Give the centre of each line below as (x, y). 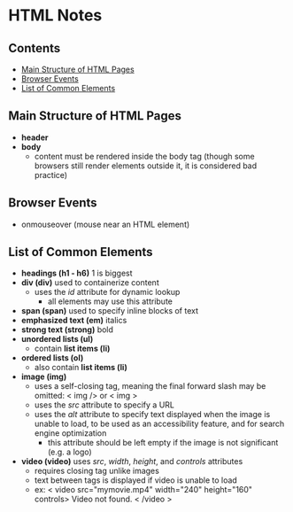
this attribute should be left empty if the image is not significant (163, 443)
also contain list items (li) (81, 368)
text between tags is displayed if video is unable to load (136, 480)
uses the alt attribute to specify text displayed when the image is (152, 415)
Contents (35, 48)
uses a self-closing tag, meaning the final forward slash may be (150, 386)
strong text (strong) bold (67, 330)
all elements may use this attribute (110, 301)
